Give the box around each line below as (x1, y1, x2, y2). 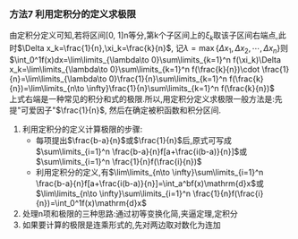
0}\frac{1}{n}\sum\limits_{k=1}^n (108, 73, 228, 84)
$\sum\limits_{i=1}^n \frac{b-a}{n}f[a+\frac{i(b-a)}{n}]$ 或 (35, 146, 248, 157)
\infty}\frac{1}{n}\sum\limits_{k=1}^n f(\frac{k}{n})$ (86, 82, 276, 93)
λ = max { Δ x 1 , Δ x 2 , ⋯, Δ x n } (183, 43, 281, 55)
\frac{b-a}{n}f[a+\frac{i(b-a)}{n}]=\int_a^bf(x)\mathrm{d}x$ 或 (35, 177, 264, 189)
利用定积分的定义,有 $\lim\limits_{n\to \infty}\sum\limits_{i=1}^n (35, 166, 264, 177)
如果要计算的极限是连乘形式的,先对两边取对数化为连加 (21, 219, 221, 230)
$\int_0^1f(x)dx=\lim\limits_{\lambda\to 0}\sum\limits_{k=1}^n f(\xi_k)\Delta (9, 54, 282, 64)
